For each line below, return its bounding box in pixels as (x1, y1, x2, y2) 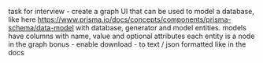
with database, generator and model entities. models (76, 23, 246, 32)
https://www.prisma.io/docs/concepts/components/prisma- (37, 15, 232, 24)
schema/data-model (8, 23, 75, 32)
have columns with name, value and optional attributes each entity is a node (8, 31, 255, 40)
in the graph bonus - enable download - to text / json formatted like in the (8, 40, 246, 49)
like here (8, 15, 36, 24)
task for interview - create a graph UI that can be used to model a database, (8, 7, 254, 16)
